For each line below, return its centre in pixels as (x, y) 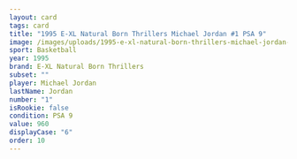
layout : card (33, 17)
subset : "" (29, 75)
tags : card (29, 26)
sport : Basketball (43, 50)
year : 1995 (29, 58)
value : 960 (29, 125)
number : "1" (31, 99)
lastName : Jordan (41, 91)
